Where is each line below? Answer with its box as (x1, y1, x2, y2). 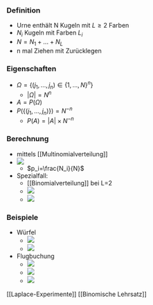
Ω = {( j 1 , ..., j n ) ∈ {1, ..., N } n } (16, 80, 94, 91)
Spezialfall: (16, 172, 48, 180)
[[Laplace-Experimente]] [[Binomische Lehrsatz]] (6, 290, 147, 298)
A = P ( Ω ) (16, 98, 42, 107)
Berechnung (6, 134, 49, 144)
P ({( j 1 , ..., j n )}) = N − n (16, 106, 73, 116)
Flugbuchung (16, 252, 55, 260)
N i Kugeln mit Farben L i (16, 28, 83, 39)
